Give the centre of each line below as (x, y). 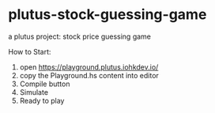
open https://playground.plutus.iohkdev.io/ (89, 67)
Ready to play (42, 100)
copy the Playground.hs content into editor (89, 75)
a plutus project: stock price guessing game (80, 36)
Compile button (45, 84)
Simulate (34, 92)
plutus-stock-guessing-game (107, 15)
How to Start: (30, 51)
